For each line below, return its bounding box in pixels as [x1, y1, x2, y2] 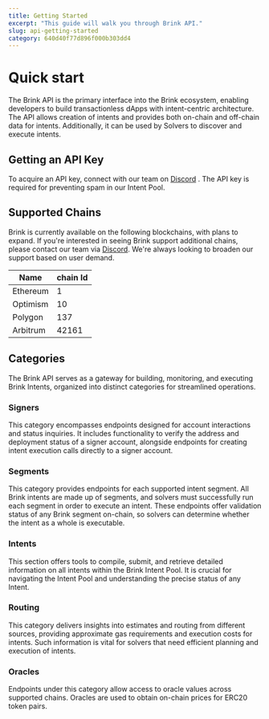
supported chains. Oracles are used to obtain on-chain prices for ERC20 [8, 692, 247, 703]
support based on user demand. [8, 252, 115, 262]
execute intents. [8, 129, 62, 139]
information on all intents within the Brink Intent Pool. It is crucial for [8, 565, 232, 574]
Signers [8, 402, 40, 413]
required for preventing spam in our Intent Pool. [8, 182, 165, 192]
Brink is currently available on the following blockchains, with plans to [8, 227, 238, 237]
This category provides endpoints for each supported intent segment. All [8, 484, 249, 494]
